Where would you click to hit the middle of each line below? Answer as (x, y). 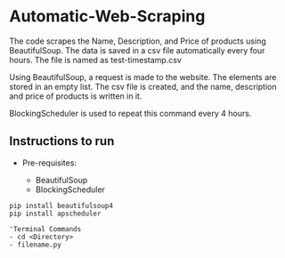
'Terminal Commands (45, 229)
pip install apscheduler (55, 214)
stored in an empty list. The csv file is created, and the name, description (143, 86)
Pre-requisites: (49, 163)
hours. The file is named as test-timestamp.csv (96, 60)
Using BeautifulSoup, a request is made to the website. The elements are (143, 77)
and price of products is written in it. (76, 96)
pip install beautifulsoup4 (61, 206)
